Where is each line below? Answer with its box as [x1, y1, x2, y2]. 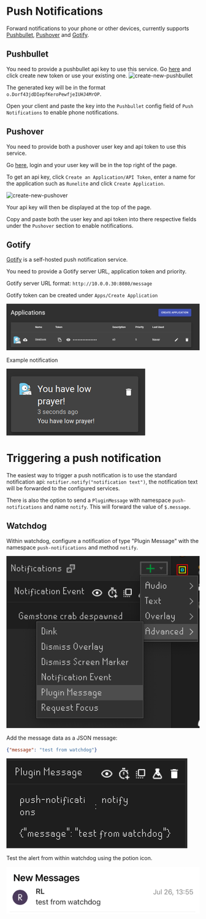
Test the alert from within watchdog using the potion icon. [6, 854, 153, 861]
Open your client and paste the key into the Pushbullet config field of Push [6, 102, 194, 109]
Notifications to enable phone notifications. [6, 109, 120, 116]
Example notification [6, 356, 58, 364]
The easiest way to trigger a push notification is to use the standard [6, 471, 177, 479]
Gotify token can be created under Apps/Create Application [6, 292, 158, 299]
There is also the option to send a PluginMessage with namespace [6, 496, 172, 504]
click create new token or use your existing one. [6, 72, 128, 79]
